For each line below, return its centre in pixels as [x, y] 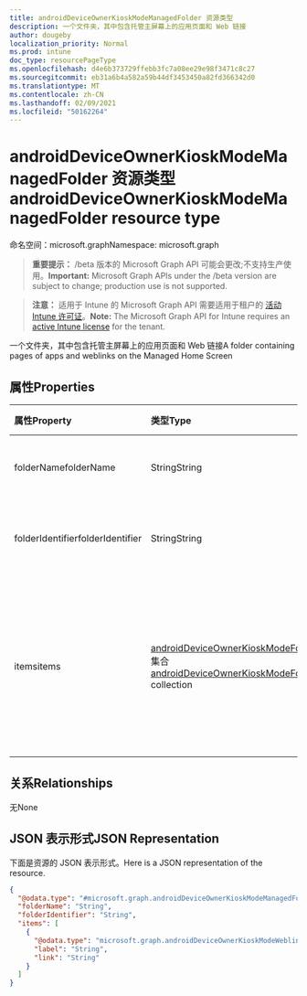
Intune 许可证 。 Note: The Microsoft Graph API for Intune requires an [161, 316]
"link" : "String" [67, 958]
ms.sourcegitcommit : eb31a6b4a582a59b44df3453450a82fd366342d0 [132, 78]
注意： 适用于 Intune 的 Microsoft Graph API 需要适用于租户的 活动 [156, 305]
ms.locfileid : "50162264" [58, 112]
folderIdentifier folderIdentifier [78, 538]
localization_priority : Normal [69, 43]
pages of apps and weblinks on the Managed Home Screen [121, 356]
